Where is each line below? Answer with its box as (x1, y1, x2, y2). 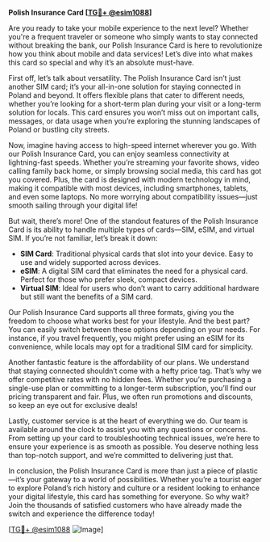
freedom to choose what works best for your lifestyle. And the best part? (8, 316, 251, 326)
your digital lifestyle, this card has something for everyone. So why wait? (8, 492, 250, 501)
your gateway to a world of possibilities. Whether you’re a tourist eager (26, 475, 262, 484)
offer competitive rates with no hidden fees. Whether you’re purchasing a (8, 375, 252, 384)
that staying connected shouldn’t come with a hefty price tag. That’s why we (8, 366, 262, 376)
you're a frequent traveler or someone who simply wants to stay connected (8, 32, 259, 41)
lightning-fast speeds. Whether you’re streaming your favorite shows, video (8, 158, 260, 167)
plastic (235, 466, 258, 476)
